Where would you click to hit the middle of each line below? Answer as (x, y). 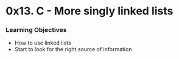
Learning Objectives (37, 30)
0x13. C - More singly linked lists (89, 11)
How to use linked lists (43, 43)
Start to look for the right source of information (73, 49)
